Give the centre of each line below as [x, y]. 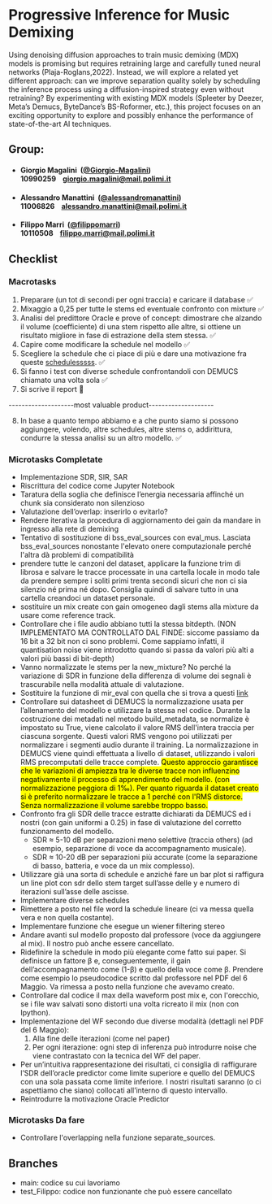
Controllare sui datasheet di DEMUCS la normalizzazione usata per [132, 702]
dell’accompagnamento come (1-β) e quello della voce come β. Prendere [142, 970]
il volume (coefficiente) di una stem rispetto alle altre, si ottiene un [130, 326]
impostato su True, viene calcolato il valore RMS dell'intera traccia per [137, 728]
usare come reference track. [68, 615]
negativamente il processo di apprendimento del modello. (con [125, 780]
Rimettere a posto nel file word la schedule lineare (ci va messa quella [137, 909]
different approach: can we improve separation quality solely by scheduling [134, 80]
